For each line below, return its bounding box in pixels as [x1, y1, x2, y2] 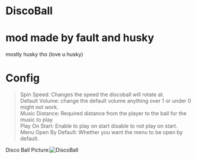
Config [5, 72, 40, 85]
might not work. [20, 103, 59, 111]
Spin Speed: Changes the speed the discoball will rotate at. [20, 91, 164, 98]
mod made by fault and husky [5, 31, 154, 45]
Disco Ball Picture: [5, 147, 50, 154]
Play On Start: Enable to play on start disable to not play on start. [20, 122, 178, 129]
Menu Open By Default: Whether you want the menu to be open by [20, 129, 183, 136]
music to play [20, 116, 53, 124]
